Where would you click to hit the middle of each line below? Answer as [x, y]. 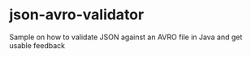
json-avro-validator [77, 15]
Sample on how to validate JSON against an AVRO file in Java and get [126, 37]
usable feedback [37, 45]
